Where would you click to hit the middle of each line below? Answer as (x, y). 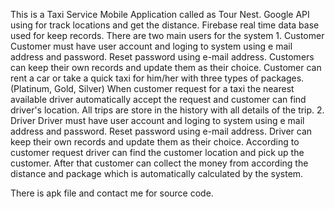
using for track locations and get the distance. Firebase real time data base (165, 25)
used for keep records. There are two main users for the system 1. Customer (167, 35)
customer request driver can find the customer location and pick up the (157, 152)
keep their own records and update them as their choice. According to (155, 142)
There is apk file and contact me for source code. (112, 193)
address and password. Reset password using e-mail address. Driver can (161, 131)
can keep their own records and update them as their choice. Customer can (166, 67)
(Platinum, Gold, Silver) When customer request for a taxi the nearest (152, 88)
